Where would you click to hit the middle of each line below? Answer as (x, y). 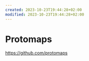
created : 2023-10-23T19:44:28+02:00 (43, 10)
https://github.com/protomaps (36, 53)
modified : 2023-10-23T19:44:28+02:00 (45, 14)
